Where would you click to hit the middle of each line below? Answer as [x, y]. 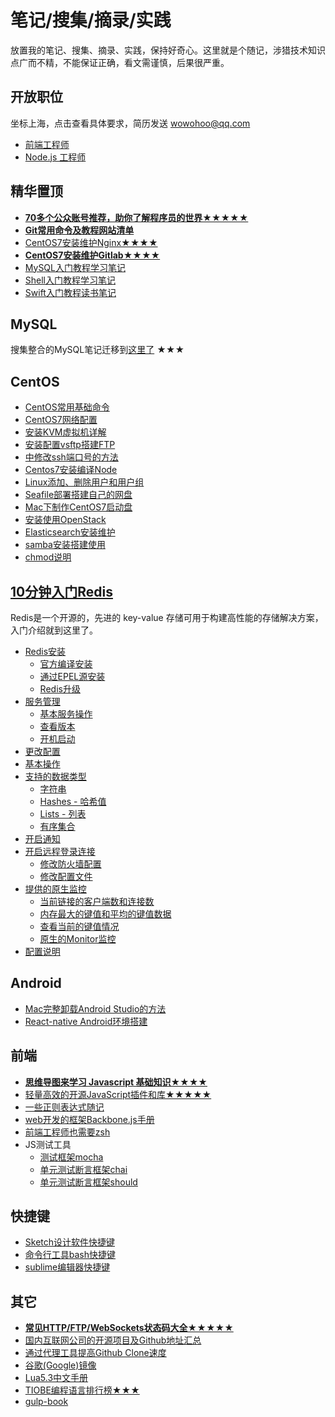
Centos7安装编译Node [71, 470]
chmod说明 [48, 557]
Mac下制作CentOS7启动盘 [78, 507]
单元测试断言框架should [88, 1182]
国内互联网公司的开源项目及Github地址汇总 [113, 1340]
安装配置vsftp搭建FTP [70, 445]
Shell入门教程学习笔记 [70, 280]
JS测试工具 [48, 1144]
